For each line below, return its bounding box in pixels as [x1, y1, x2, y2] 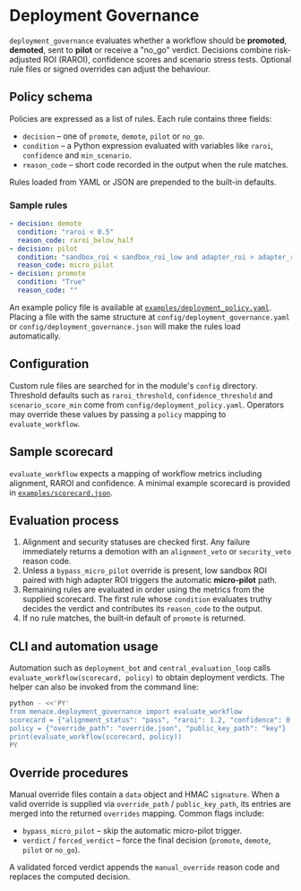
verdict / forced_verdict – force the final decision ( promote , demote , [21, 835, 271, 846]
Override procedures [9, 765, 129, 780]
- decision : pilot [9, 244, 78, 253]
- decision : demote [9, 219, 82, 228]
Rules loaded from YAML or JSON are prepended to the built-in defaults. [9, 176, 277, 187]
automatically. [9, 330, 61, 341]
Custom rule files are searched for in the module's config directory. [9, 380, 258, 390]
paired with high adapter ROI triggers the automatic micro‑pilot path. [21, 575, 278, 586]
